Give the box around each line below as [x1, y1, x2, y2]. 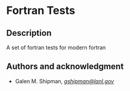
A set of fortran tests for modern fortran [6, 44, 106, 51]
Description [6, 28, 52, 38]
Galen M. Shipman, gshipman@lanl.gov [15, 77, 114, 85]
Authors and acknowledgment [6, 61, 124, 72]
